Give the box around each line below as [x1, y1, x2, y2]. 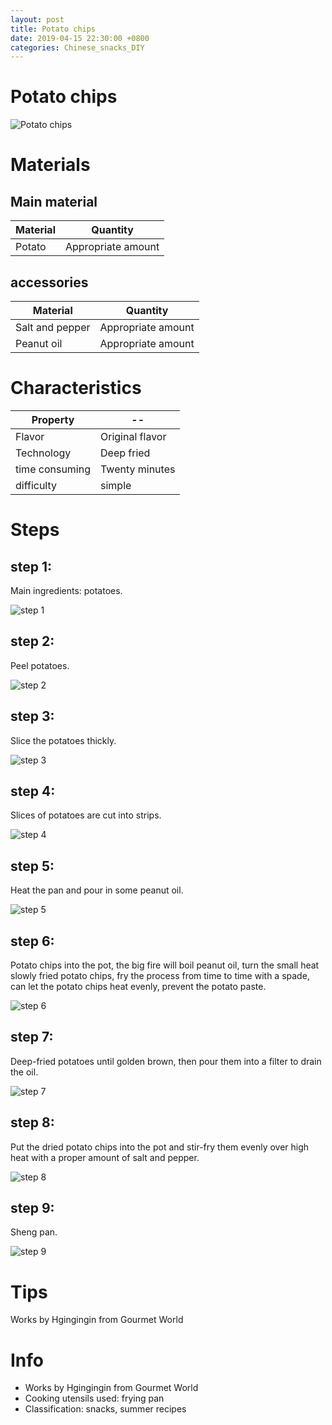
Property [31, 412, 75, 426]
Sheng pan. [10, 1226, 58, 1238]
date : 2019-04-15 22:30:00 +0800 [10, 33, 150, 43]
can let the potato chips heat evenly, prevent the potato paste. [10, 981, 267, 992]
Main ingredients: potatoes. [10, 584, 123, 596]
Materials [10, 154, 91, 176]
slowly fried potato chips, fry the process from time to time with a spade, [10, 970, 310, 981]
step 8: [10, 1114, 55, 1131]
